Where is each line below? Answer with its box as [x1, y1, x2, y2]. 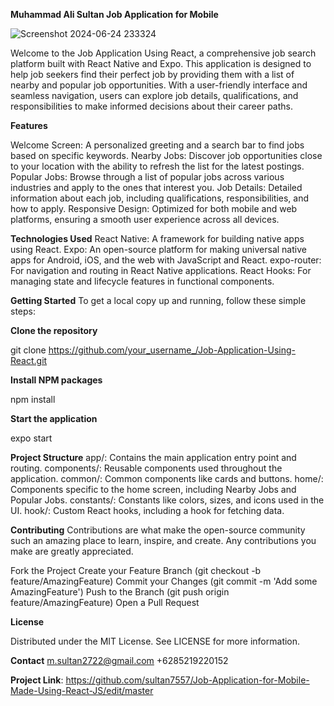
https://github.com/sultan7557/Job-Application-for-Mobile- [65, 674, 310, 686]
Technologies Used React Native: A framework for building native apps [10, 233, 305, 244]
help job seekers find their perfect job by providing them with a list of [10, 69, 295, 80]
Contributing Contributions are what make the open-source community [10, 524, 306, 536]
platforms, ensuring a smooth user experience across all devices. [10, 214, 280, 225]
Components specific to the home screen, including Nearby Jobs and [10, 484, 297, 495]
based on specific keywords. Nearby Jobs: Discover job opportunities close [10, 150, 323, 161]
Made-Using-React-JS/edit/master [10, 685, 154, 696]
